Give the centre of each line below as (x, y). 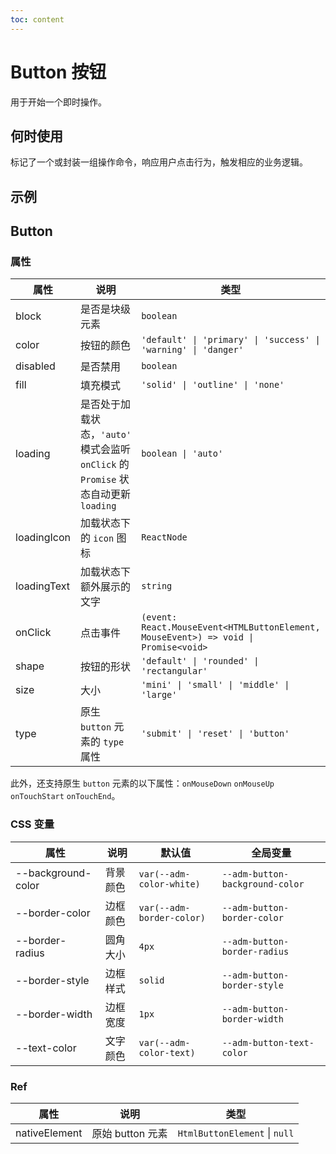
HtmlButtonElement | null (236, 1133)
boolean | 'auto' (182, 454)
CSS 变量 (32, 824)
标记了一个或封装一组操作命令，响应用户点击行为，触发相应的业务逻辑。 (159, 162)
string (157, 586)
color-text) (167, 1052)
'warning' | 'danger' (192, 350)
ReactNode (164, 537)
